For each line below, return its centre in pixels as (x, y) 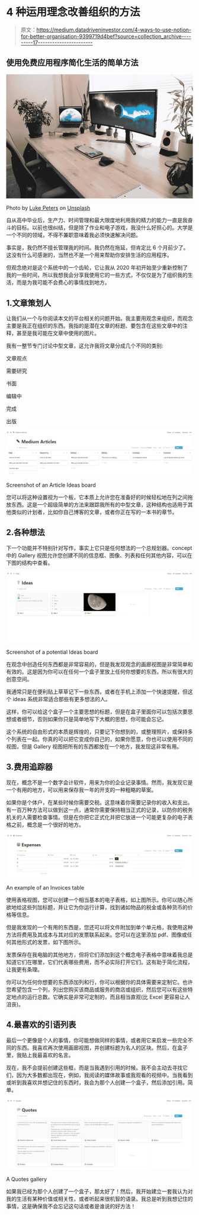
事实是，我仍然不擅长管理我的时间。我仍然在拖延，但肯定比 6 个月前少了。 (97, 248)
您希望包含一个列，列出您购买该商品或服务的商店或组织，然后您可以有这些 (97, 989)
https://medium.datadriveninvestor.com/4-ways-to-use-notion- (114, 30)
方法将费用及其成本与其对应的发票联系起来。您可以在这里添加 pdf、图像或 (97, 935)
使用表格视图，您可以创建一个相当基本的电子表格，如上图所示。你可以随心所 (99, 900)
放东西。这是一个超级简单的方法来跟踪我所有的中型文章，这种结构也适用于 (97, 504)
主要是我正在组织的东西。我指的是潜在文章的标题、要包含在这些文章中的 (94, 326)
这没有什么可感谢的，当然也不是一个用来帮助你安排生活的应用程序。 (89, 255)
